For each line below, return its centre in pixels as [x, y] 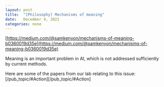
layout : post [19, 10]
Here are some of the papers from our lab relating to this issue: [70, 74]
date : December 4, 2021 [32, 19]
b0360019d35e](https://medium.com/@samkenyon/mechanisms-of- [76, 44]
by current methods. [26, 64]
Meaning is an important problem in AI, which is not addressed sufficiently [82, 59]
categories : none [23, 24]
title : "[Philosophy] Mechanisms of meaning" [55, 15]
